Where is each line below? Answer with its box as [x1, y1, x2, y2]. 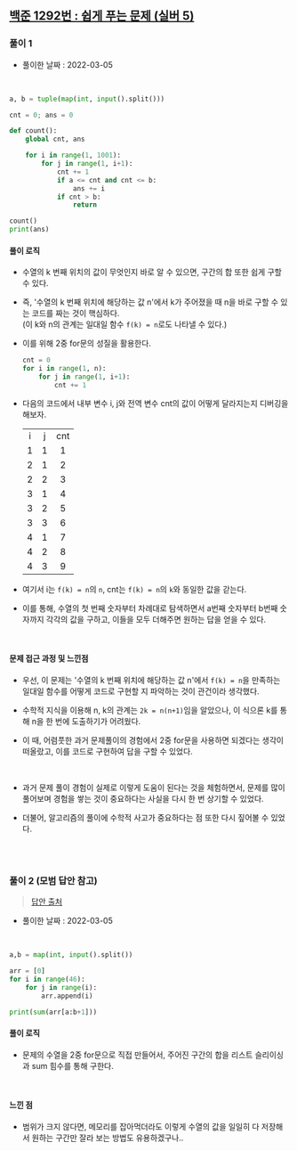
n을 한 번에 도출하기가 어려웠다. [31, 715, 141, 726]
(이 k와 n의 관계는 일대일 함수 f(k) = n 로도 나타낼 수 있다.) [21, 319, 228, 330]
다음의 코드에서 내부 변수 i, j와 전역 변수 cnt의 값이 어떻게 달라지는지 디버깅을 [21, 397, 289, 408]
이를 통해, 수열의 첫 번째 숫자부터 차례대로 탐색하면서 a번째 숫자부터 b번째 [21, 602, 278, 613]
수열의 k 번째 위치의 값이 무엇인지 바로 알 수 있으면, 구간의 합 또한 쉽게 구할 [21, 266, 282, 278]
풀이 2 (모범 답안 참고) [9, 874, 98, 886]
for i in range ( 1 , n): [21, 364, 107, 373]
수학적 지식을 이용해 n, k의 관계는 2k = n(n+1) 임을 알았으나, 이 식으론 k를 [21, 705, 278, 715]
